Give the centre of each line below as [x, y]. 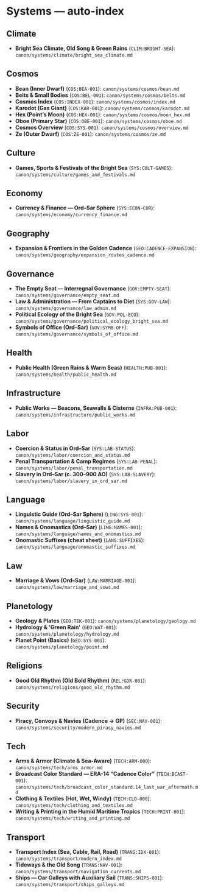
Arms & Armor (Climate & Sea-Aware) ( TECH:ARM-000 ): [83, 761]
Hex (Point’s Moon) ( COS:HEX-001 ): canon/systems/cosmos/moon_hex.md [103, 114]
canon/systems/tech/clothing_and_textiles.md [74, 806]
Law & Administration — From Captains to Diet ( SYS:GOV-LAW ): [93, 301]
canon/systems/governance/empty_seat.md [67, 296]
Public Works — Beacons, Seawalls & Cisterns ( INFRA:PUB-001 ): [96, 408]
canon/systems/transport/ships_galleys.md [70, 885]
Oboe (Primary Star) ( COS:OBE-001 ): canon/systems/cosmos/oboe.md [98, 121]
